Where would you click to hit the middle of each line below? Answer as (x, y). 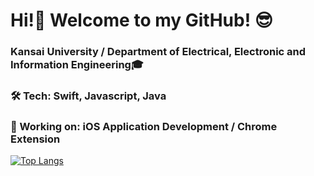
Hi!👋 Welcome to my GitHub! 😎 (141, 20)
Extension (35, 139)
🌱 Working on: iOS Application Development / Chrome (144, 126)
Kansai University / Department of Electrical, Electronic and (158, 52)
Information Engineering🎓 (77, 65)
